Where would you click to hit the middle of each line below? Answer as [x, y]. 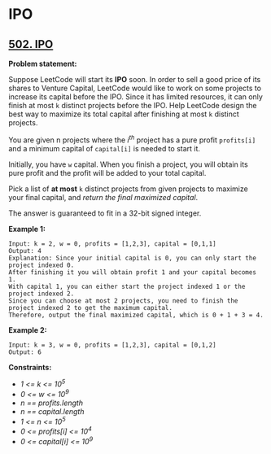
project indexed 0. [42, 265]
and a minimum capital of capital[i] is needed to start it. [105, 148]
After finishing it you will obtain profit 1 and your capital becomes [132, 272]
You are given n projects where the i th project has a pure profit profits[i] [132, 139]
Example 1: [27, 229]
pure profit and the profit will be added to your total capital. [107, 172]
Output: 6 [25, 352]
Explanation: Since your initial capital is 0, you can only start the [132, 258]
